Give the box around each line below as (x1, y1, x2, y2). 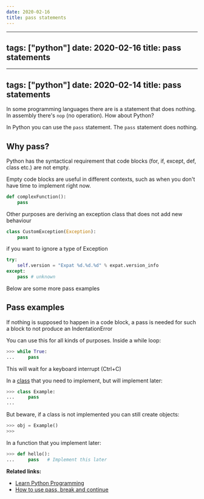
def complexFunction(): (6, 194, 67, 200)
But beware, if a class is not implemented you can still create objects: (6, 411, 180, 418)
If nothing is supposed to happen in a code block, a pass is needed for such (6, 318, 196, 325)
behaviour (6, 217, 32, 224)
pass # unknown (17, 274, 56, 280)
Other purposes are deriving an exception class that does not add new (6, 210, 183, 217)
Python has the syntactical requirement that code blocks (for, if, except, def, (6, 157, 196, 165)
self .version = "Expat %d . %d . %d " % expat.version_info (17, 262, 159, 269)
